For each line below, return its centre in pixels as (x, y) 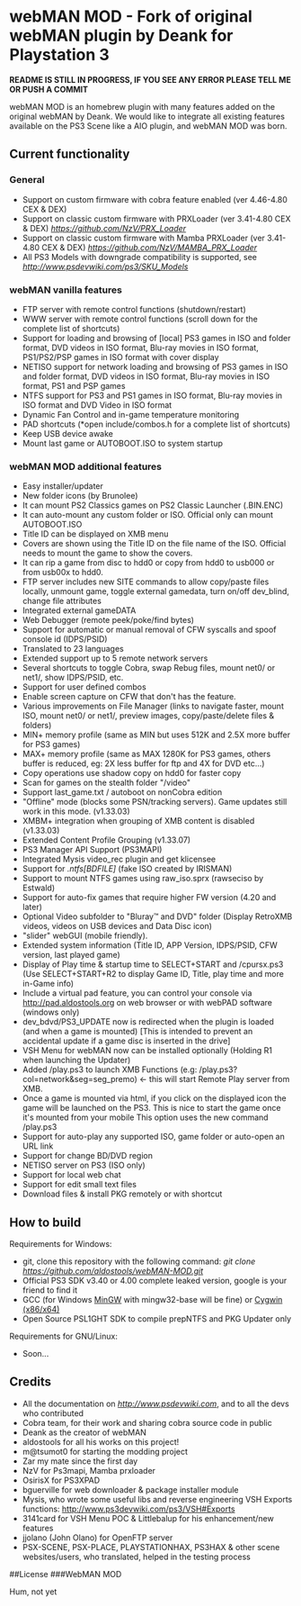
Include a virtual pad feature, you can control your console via (137, 993)
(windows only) (51, 1012)
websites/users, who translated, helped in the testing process (137, 1556)
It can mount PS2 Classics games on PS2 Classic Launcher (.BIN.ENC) (153, 505)
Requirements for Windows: (61, 1244)
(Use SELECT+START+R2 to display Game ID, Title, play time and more (153, 974)
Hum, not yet (33, 1592)
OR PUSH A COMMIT (49, 89)
